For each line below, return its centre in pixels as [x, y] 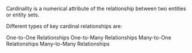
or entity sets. [23, 15]
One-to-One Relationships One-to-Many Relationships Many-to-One [89, 37]
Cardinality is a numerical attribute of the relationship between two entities [96, 9]
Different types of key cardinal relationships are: [64, 26]
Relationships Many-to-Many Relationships [58, 44]
